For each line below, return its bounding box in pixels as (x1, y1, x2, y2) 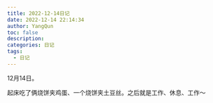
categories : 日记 (7, 42, 55, 48)
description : (7, 35, 45, 42)
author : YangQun (7, 23, 54, 29)
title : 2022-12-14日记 (7, 10, 70, 17)
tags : (7, 48, 23, 55)
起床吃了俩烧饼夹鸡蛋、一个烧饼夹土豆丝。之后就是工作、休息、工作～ (7, 88, 206, 96)
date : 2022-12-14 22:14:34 (7, 16, 85, 23)
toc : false (7, 29, 38, 36)
